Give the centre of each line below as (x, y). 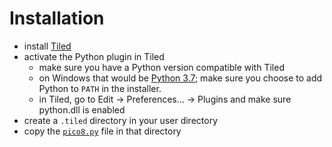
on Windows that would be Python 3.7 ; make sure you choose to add (180, 78)
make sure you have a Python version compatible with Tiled (161, 67)
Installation (57, 18)
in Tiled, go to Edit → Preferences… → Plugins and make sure (165, 99)
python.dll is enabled (82, 109)
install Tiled (47, 46)
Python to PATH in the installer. (100, 88)
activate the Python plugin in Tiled (94, 56)
